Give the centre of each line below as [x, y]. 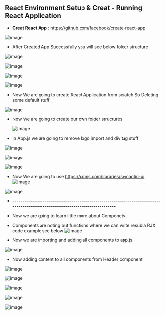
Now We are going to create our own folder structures [67, 119]
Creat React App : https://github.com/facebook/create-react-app [79, 28]
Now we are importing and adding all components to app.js [72, 240]
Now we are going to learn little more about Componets [69, 216]
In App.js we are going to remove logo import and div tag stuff [75, 138]
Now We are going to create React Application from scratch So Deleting [85, 95]
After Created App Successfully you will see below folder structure [80, 47]
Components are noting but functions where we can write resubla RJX [84, 225]
